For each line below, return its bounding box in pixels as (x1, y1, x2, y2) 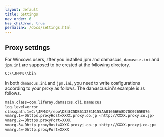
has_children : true (5, 21, 45, 26)
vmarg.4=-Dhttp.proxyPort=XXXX (5, 127, 69, 132)
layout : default (5, 7, 38, 12)
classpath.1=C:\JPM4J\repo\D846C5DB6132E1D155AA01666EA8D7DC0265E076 (5, 109, 150, 114)
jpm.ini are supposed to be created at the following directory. (5, 62, 130, 68)
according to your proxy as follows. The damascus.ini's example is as (5, 85, 145, 91)
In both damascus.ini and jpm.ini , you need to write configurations (5, 80, 141, 86)
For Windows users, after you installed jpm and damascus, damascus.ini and (5, 56, 160, 62)
